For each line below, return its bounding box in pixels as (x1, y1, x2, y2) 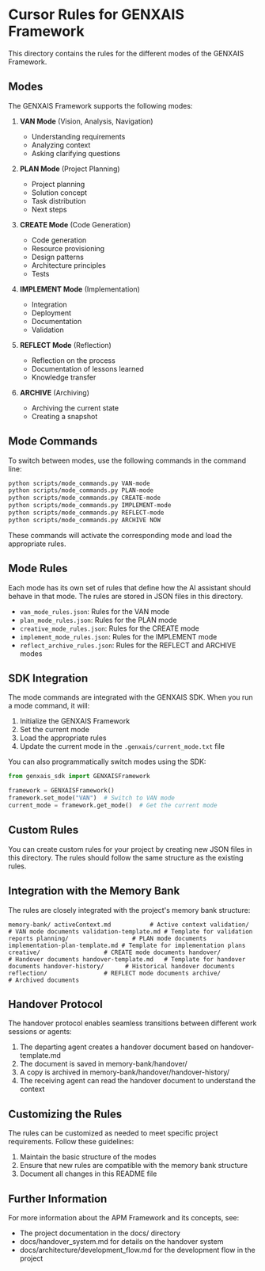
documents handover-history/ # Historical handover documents (8, 962, 236, 970)
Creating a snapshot (31, 411, 98, 421)
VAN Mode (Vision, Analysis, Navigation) (19, 116, 153, 126)
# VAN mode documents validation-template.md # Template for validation (8, 927, 253, 936)
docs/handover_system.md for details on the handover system (19, 1237, 224, 1246)
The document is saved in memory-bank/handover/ (19, 1059, 187, 1069)
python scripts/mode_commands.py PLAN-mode (8, 487, 154, 494)
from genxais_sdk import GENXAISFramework (8, 773, 150, 781)
